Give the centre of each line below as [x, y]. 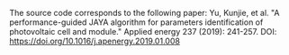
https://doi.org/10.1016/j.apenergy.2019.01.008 [95, 41]
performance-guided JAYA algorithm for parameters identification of [136, 22]
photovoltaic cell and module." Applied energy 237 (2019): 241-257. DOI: [143, 31]
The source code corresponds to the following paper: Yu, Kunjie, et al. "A [144, 13]
